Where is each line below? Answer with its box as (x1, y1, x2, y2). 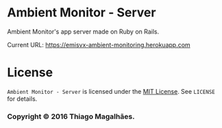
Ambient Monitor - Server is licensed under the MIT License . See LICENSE (7, 87, 216, 95)
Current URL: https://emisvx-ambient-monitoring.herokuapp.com (7, 40, 190, 49)
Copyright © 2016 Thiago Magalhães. (7, 112, 135, 121)
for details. (7, 94, 38, 103)
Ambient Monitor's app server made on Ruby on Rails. (7, 27, 160, 36)
